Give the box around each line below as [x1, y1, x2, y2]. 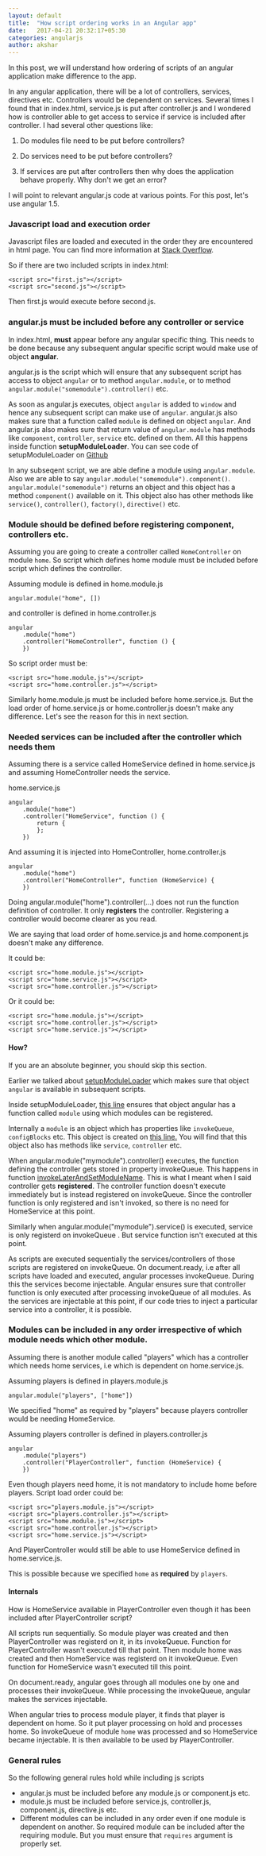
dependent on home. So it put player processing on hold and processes [8, 1719, 243, 1728]
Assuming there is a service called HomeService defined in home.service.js [8, 759, 256, 769]
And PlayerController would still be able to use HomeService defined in [8, 1545, 241, 1554]
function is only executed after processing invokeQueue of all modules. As [8, 1287, 252, 1297]
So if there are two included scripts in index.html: [8, 260, 169, 270]
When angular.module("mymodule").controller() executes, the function [8, 1156, 240, 1165]
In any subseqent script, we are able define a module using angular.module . [8, 465, 256, 475]
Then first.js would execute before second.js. [8, 297, 156, 307]
